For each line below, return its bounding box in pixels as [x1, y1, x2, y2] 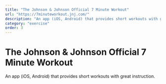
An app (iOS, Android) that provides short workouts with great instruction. [5, 73, 155, 79]
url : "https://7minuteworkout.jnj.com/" [5, 12, 90, 17]
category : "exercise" [5, 21, 50, 26]
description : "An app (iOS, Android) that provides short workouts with [5, 16, 158, 21]
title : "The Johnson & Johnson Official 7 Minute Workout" [5, 7, 129, 12]
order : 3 [5, 26, 23, 30]
